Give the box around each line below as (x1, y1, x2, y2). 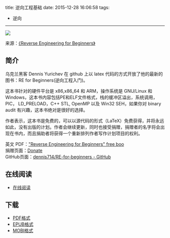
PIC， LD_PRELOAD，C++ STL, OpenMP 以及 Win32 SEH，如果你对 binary (5, 100, 161, 106)
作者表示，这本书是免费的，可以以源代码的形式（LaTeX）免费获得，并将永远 (5, 117, 164, 124)
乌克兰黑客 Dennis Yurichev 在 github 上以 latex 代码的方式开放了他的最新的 (5, 70, 163, 77)
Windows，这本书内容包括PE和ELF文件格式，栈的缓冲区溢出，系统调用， (5, 94, 158, 100)
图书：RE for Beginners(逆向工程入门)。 (5, 77, 88, 83)
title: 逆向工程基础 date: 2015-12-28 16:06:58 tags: (5, 5, 110, 10)
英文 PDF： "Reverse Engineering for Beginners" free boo (5, 141, 124, 147)
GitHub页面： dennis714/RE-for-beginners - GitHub (5, 153, 111, 160)
